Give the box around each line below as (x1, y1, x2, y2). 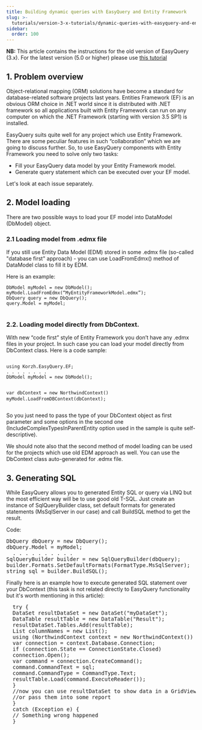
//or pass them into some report (12, 694, 111, 701)
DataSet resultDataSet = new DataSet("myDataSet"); (12, 610, 168, 617)
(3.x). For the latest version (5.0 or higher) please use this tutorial (6, 54, 167, 61)
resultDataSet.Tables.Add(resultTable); (12, 622, 133, 629)
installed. (6, 119, 29, 126)
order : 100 (11, 31, 39, 37)
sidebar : (6, 25, 28, 32)
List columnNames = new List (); (12, 628, 108, 635)
